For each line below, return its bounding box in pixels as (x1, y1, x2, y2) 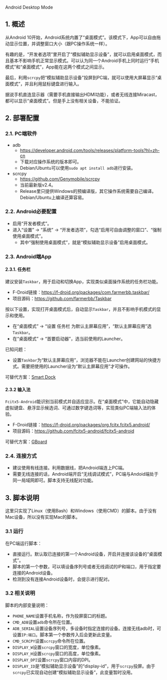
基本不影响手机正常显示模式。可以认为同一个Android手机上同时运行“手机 (9, 57, 159, 63)
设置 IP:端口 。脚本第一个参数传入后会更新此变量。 (12, 631, 115, 637)
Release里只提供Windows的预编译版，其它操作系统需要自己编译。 (19, 188, 156, 194)
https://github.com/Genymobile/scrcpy (19, 176, 100, 182)
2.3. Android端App (5, 253, 51, 260)
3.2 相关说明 (5, 590, 35, 597)
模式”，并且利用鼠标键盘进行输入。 (9, 80, 82, 87)
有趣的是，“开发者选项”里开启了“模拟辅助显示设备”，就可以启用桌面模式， (5, 51, 157, 57)
